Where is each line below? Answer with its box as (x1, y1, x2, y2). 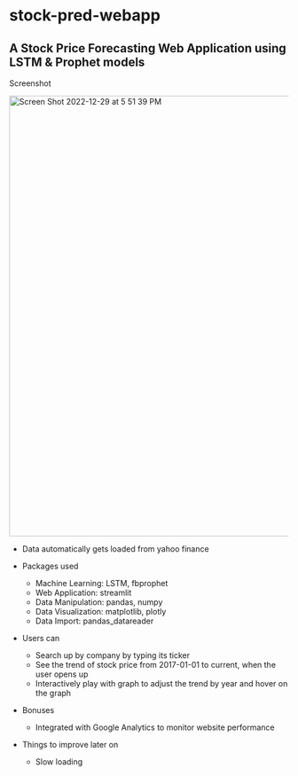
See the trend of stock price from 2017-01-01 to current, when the (35, 660, 277, 670)
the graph (35, 688, 72, 698)
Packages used (21, 560, 79, 571)
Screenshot (9, 78, 51, 89)
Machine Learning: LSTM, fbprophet (35, 578, 169, 588)
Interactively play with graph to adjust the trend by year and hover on (35, 678, 288, 688)
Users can (21, 633, 60, 643)
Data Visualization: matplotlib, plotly (35, 607, 167, 616)
